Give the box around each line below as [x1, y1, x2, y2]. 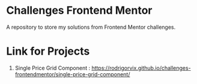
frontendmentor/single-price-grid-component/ [14, 70, 130, 78]
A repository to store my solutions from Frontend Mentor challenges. [6, 23, 176, 31]
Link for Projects [6, 44, 90, 58]
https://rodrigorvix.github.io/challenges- [91, 64, 191, 71]
